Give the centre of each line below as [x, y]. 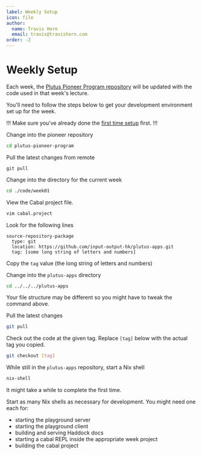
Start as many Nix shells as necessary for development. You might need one [101, 402]
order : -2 [19, 40]
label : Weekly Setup [32, 12]
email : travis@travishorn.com [49, 34]
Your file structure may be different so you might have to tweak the [89, 298]
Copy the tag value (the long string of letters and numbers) [79, 263]
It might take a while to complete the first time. [64, 390]
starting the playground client [52, 427]
